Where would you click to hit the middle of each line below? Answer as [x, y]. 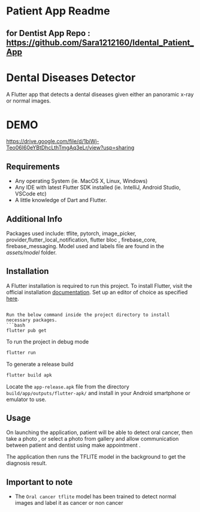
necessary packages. [32, 320]
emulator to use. [26, 399]
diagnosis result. [27, 463]
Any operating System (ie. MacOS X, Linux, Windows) [81, 181]
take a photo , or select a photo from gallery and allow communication [93, 439]
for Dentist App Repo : [49, 33]
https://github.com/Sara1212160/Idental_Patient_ [100, 42]
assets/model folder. [31, 252]
